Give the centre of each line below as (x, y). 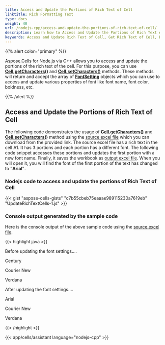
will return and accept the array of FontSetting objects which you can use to (82, 77)
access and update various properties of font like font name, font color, (77, 81)
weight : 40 (16, 23)
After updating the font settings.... (39, 290)
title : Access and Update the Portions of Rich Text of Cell (69, 10)
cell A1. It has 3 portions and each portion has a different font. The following (82, 147)
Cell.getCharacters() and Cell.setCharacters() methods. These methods (79, 71)
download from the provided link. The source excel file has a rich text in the (82, 142)
